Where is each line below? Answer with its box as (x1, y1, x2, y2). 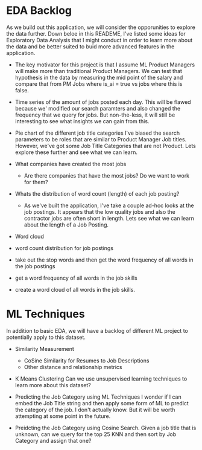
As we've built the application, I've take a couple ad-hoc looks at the (24, 202, 194, 209)
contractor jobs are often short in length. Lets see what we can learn (24, 214, 194, 222)
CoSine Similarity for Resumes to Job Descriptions (24, 357, 150, 364)
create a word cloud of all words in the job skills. (14, 286, 136, 293)
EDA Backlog (6, 4, 72, 18)
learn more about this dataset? (14, 381, 92, 388)
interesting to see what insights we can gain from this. (14, 117, 150, 124)
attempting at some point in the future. (14, 412, 111, 420)
